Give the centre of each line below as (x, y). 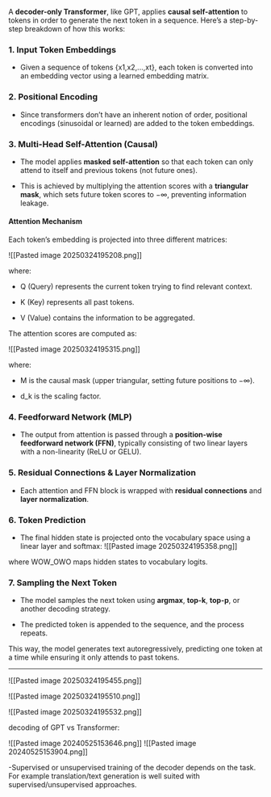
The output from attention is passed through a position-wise (121, 435)
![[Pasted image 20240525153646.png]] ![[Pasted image (102, 744)
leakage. (34, 203)
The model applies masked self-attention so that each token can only (137, 162)
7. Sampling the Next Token (63, 583)
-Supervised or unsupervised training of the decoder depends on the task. (132, 768)
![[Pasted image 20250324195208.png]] (75, 255)
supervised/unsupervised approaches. (73, 785)
